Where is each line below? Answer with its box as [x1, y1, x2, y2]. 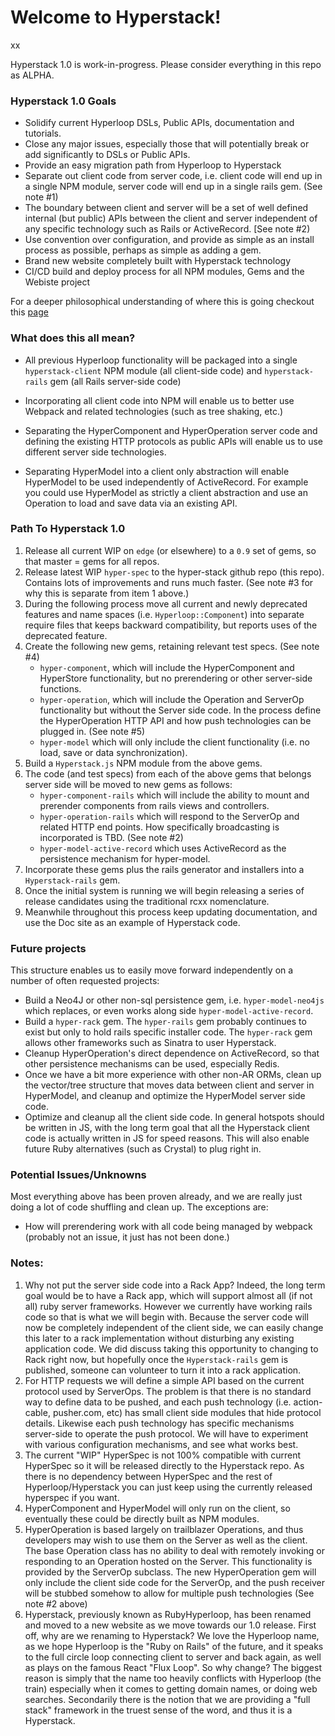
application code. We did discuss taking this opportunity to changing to [24, 1342, 319, 1355]
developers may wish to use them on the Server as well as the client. [24, 1534, 308, 1546]
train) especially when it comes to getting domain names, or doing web [24, 1682, 318, 1695]
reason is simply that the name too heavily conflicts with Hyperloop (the [24, 1672, 322, 1684]
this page [10, 306, 49, 318]
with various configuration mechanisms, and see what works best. [24, 1438, 299, 1450]
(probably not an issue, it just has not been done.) [24, 1231, 230, 1243]
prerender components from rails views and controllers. [39, 799, 270, 811]
